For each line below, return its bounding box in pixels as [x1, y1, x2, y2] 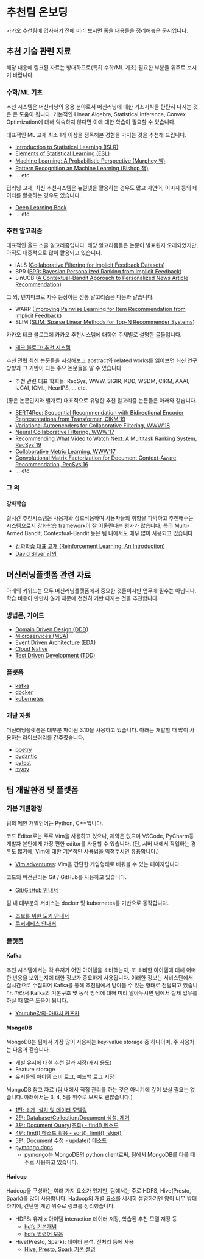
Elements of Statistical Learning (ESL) [15, 150, 110, 157]
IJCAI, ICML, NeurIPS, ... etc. [15, 384, 88, 391]
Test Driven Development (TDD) [15, 651, 96, 659]
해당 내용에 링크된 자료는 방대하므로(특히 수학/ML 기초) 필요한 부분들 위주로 [6, 63, 186, 71]
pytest [15, 759, 32, 766]
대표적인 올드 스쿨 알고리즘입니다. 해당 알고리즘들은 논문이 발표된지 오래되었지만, [6, 242, 199, 249]
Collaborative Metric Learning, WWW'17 [15, 448, 116, 455]
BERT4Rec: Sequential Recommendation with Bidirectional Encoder [15, 409, 184, 416]
